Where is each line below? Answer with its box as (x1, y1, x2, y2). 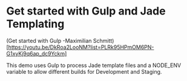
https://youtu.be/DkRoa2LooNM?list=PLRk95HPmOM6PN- (8, 44, 154, 51)
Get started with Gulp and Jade (6, 4, 166, 18)
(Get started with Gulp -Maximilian (6, 37, 92, 44)
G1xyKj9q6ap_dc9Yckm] (6, 50, 67, 57)
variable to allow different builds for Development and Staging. (6, 68, 162, 75)
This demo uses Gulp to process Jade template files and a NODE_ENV (6, 62, 182, 69)
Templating (6, 17, 65, 31)
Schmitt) (93, 37, 114, 44)
